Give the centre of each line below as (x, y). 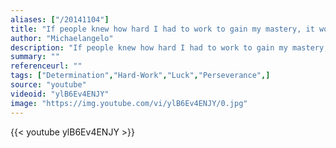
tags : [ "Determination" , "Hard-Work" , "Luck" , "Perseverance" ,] (140, 76)
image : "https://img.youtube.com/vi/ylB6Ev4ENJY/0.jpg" (129, 103)
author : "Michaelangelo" (62, 38)
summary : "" (35, 57)
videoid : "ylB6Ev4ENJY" (60, 94)
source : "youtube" (48, 85)
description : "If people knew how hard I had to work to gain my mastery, (169, 47)
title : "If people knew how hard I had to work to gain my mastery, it (162, 29)
